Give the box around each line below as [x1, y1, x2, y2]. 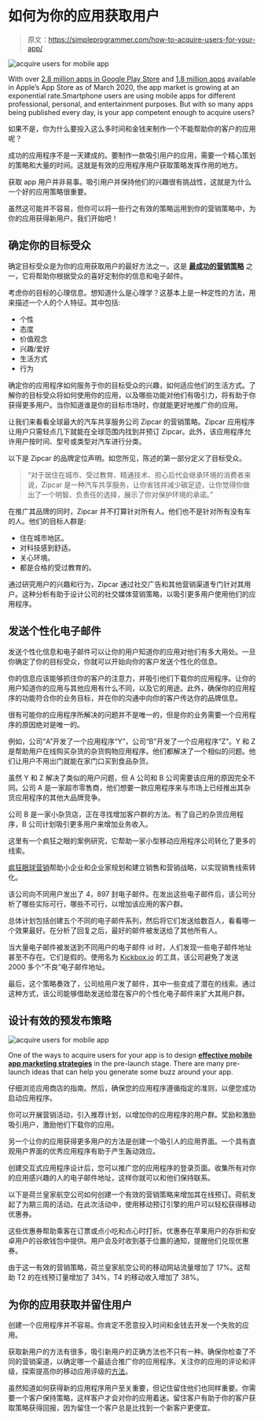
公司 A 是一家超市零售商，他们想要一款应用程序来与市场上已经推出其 [21, 782, 244, 792]
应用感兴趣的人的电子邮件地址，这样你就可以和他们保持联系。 [14, 1173, 214, 1183]
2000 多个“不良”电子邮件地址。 [8, 962, 110, 972]
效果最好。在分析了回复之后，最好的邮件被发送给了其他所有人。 [14, 925, 222, 935]
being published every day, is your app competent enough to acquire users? [8, 107, 255, 117]
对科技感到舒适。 [19, 543, 75, 552]
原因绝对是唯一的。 [21, 719, 84, 729]
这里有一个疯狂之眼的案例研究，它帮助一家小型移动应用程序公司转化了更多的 [8, 836, 256, 846]
